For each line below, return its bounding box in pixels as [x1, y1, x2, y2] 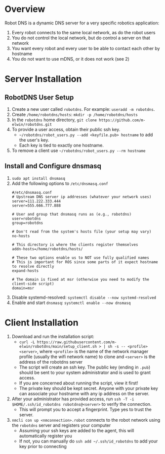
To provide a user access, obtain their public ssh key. [11, 126, 121, 132]
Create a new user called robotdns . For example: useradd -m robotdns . [11, 106, 155, 112]
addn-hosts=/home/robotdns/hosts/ [11, 246, 83, 251]
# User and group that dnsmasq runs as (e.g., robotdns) [11, 212, 132, 217]
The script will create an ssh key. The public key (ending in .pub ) [19, 364, 151, 370]
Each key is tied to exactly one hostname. [19, 142, 104, 148]
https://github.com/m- [99, 118, 146, 123]
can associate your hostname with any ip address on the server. [19, 390, 150, 396]
